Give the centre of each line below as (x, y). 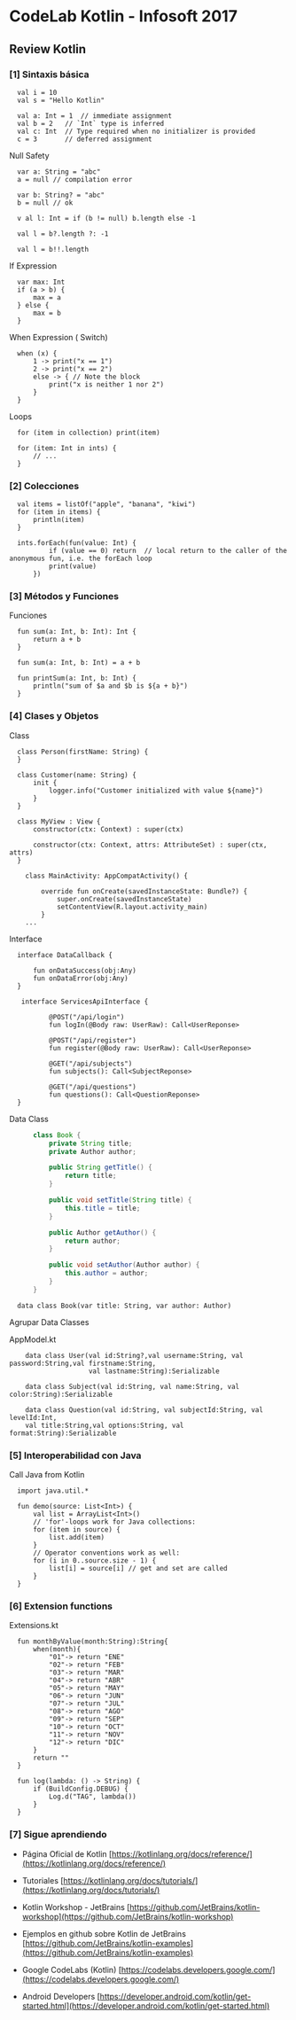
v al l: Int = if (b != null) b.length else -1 (107, 218)
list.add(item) (76, 1538)
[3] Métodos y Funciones (64, 597)
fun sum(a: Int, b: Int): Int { (77, 632)
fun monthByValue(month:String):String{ (93, 1642)
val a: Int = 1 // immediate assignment (95, 116)
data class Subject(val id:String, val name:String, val (132, 1386)
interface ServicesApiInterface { (85, 1002)
